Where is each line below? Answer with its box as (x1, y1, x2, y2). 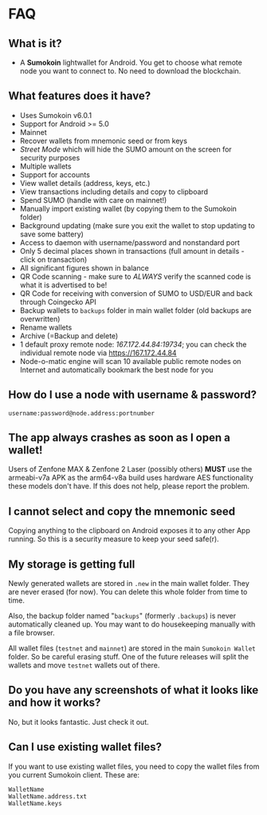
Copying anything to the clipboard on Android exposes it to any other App (8, 526, 251, 536)
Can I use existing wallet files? (8, 740, 162, 754)
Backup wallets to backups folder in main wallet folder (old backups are (19, 305, 253, 315)
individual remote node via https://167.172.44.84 (19, 348, 177, 358)
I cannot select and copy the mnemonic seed (8, 504, 236, 518)
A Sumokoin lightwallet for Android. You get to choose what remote (19, 57, 243, 67)
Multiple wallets (19, 161, 72, 171)
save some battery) (19, 229, 84, 239)
